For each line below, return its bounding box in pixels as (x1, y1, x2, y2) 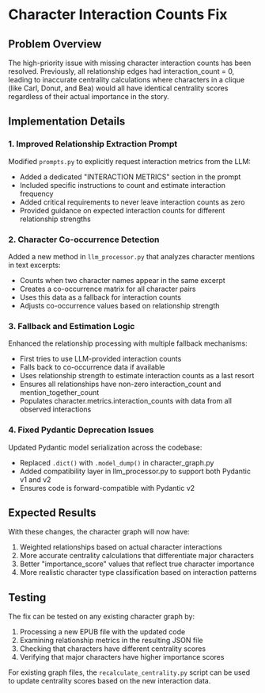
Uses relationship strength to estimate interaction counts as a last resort (19, 371, 255, 381)
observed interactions (19, 404, 92, 414)
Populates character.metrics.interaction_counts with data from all (19, 396, 232, 406)
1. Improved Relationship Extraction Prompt (8, 139, 178, 150)
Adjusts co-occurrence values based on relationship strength (19, 301, 220, 310)
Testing (8, 591, 47, 604)
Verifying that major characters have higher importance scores (19, 653, 225, 662)
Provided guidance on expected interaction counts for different (19, 205, 225, 215)
